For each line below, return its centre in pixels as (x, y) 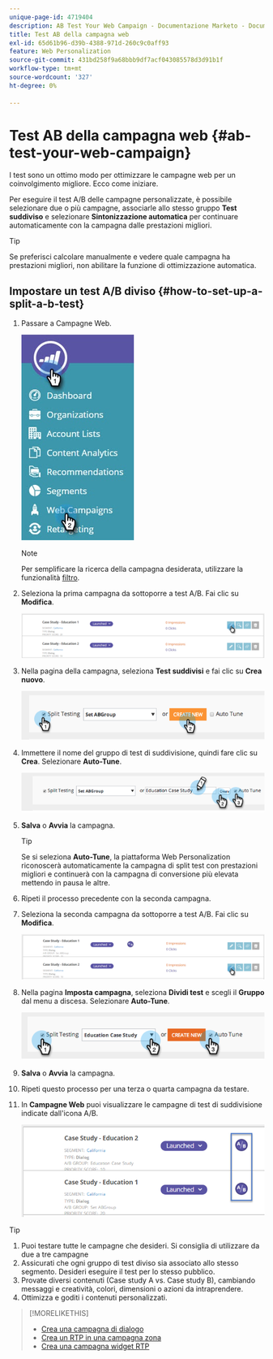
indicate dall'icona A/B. (60, 1114)
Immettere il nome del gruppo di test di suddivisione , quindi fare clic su (139, 752)
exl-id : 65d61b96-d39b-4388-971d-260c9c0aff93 (89, 43)
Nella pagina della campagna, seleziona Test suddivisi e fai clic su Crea (141, 671)
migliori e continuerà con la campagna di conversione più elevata (130, 874)
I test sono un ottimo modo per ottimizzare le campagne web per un (122, 175)
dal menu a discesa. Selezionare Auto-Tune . (95, 1001)
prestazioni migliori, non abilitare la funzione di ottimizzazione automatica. (133, 266)
